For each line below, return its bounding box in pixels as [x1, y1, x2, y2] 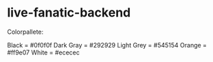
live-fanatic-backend [7, 5, 131, 21]
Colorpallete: [7, 28, 44, 36]
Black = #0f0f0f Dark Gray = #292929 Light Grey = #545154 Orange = [7, 41, 208, 49]
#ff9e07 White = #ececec [7, 48, 80, 56]
